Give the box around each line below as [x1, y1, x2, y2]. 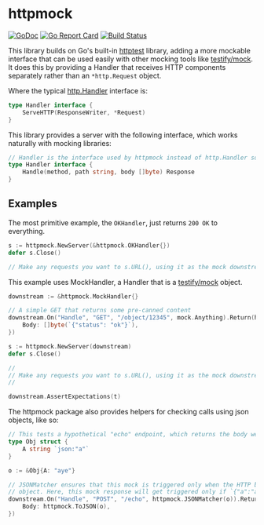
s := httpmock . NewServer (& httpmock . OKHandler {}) [8, 241, 170, 250]
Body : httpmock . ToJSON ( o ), [22, 503, 111, 511]
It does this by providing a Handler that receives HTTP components [8, 62, 226, 71]
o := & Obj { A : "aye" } [8, 466, 76, 475]
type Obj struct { [8, 438, 68, 446]
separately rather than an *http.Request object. [8, 71, 162, 80]
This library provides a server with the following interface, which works [8, 130, 238, 140]
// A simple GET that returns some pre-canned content [8, 307, 192, 315]
